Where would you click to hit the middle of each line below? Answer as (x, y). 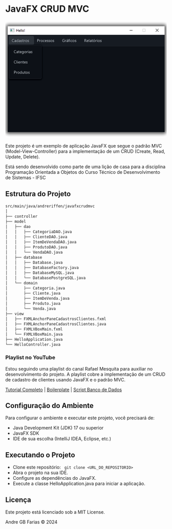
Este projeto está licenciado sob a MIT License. (55, 512)
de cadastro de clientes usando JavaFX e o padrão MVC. (66, 379)
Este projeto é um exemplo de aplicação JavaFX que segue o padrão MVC (84, 146)
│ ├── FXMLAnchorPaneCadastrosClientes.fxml (56, 319)
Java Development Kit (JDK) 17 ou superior (58, 428)
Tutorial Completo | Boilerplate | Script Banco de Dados (63, 390)
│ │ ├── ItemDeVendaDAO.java (41, 242)
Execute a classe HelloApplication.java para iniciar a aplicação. (79, 484)
